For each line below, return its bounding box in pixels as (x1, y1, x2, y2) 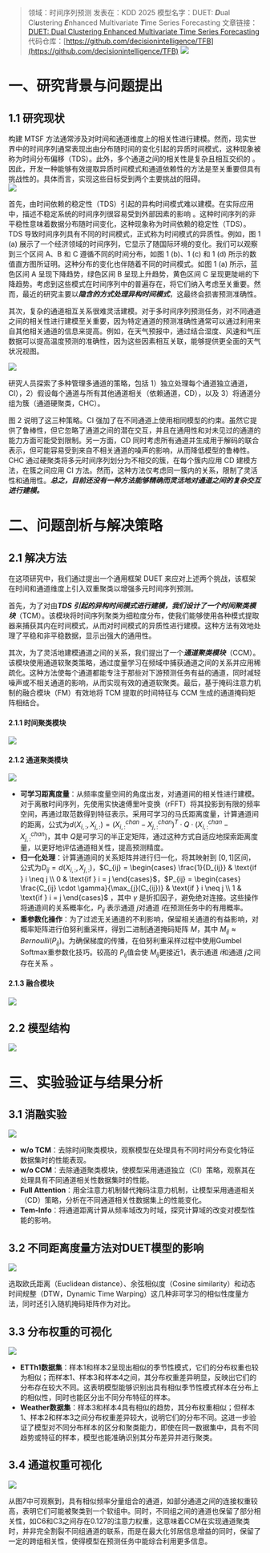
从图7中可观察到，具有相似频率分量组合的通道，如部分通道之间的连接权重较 (8, 1496, 258, 1506)
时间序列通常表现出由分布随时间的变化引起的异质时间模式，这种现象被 (29, 144, 261, 153)
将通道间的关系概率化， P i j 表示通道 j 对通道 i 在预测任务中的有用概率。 (19, 903, 248, 914)
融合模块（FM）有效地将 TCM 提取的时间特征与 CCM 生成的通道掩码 (22, 688, 249, 697)
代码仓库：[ (27, 36, 66, 46)
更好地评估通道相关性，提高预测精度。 (41, 843, 168, 853)
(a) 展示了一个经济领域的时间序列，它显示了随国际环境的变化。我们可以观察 (8, 240, 259, 248)
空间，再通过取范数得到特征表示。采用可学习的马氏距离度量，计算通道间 (19, 809, 259, 819)
